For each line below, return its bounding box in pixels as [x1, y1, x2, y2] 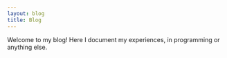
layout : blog [7, 10, 45, 17]
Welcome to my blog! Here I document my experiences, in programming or [7, 35, 220, 43]
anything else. [7, 43, 48, 51]
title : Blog [7, 17, 42, 23]
